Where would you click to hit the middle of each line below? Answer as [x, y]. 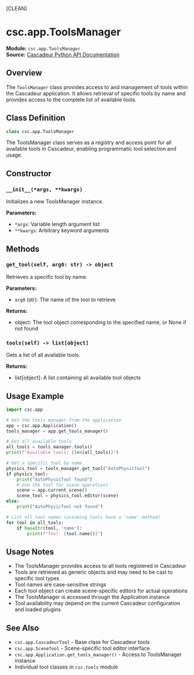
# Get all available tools [39, 442]
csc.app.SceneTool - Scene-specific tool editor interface [82, 648]
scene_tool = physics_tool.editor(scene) [67, 496]
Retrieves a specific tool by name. [47, 277]
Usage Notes [30, 552]
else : [13, 501]
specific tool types [37, 578]
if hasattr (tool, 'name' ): [49, 528]
